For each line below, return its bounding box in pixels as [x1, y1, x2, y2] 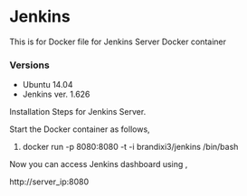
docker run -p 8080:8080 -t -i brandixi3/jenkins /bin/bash [22, 142, 239, 153]
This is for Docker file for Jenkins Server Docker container [9, 36, 226, 47]
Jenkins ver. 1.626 [22, 89, 90, 100]
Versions [9, 59, 50, 71]
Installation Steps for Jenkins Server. [9, 107, 147, 117]
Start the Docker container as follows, [9, 124, 151, 135]
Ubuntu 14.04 [22, 79, 73, 90]
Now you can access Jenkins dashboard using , [9, 159, 188, 170]
